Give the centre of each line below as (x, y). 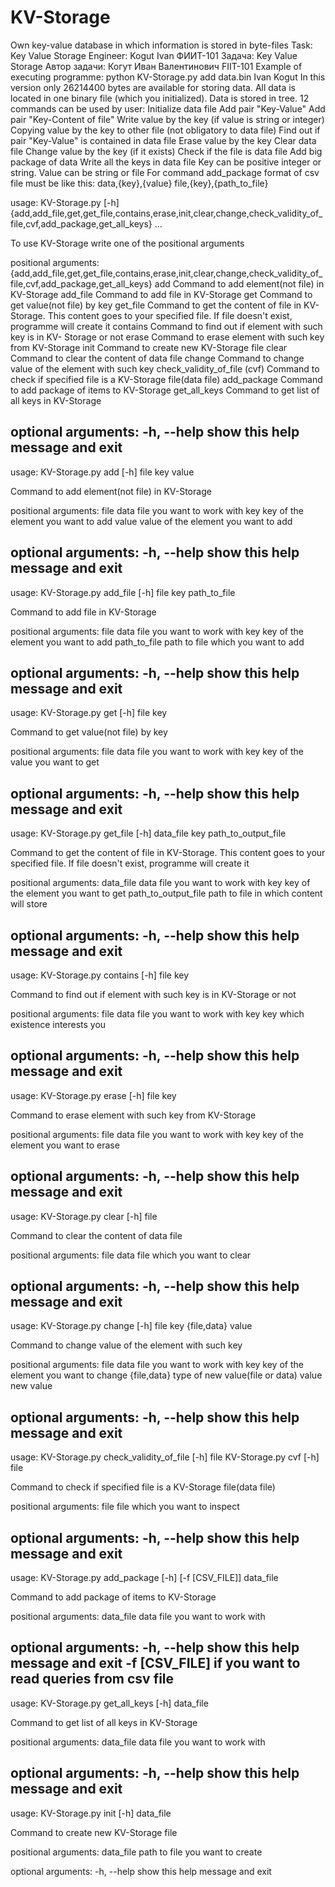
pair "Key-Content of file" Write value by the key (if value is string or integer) (167, 119)
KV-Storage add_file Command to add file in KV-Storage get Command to (161, 294)
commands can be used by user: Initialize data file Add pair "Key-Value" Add (168, 108)
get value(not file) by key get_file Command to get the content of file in (156, 305)
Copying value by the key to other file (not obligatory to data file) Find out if (165, 130)
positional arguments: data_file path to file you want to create (136, 1852)
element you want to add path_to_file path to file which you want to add (157, 642)
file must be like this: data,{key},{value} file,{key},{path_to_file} (139, 183)
